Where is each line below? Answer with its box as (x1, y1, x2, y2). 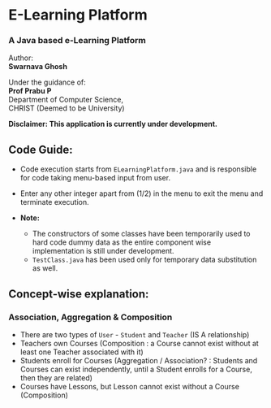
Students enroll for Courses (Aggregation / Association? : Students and (19, 355, 258, 365)
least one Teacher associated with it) (19, 347, 144, 357)
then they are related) (19, 372, 93, 383)
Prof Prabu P (8, 86, 52, 96)
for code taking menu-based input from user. (19, 173, 171, 183)
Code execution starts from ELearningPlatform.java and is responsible (19, 164, 257, 174)
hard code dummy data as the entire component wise (32, 237, 212, 247)
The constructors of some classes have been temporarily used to (32, 229, 251, 239)
